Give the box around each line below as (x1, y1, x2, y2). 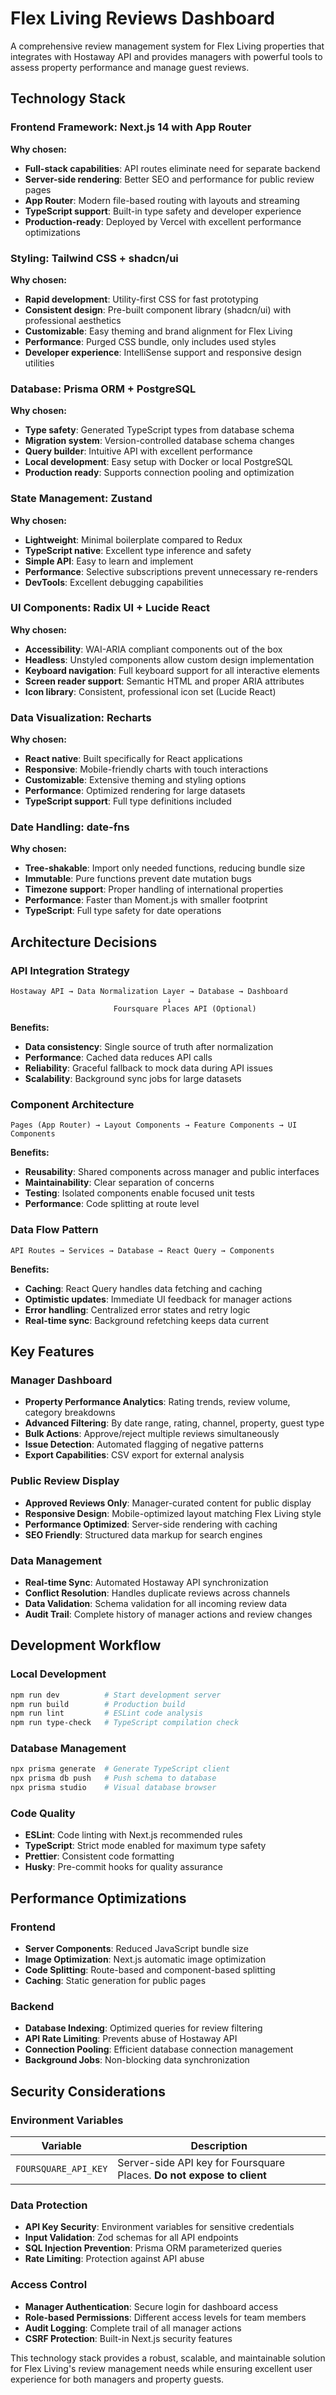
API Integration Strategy (10, 963, 130, 977)
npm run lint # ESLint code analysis (10, 1708, 203, 1719)
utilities (24, 357, 55, 369)
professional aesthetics (24, 314, 122, 326)
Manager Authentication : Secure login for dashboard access (24, 2300, 279, 2312)
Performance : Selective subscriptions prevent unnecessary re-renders (24, 565, 318, 577)
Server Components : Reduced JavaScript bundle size (24, 1943, 249, 1955)
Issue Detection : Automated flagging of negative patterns (24, 1438, 264, 1451)
